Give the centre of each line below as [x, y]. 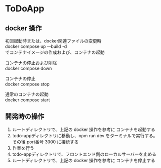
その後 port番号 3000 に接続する [45, 142]
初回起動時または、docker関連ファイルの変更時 [53, 41]
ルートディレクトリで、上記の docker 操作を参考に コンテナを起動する [84, 129]
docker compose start [28, 100]
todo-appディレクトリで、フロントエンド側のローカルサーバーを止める [84, 154]
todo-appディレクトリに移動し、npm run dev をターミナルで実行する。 [85, 135]
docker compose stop [27, 84]
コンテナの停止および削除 [31, 63]
